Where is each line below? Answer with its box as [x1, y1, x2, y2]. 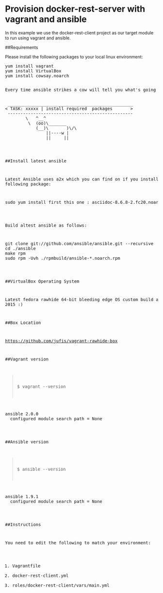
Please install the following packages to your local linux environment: [5, 54, 143, 59]
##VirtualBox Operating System [5, 278, 80, 284]
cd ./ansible [5, 246, 36, 251]
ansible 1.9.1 [5, 494, 39, 499]
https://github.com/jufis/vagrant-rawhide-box [5, 338, 118, 343]
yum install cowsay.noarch [5, 73, 69, 78]
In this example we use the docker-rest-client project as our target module [5, 30, 154, 36]
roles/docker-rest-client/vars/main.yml [12, 582, 110, 588]
